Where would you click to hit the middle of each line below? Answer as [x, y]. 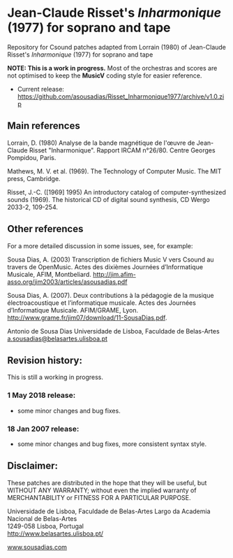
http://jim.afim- [114, 274]
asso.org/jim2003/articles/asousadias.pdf [67, 282]
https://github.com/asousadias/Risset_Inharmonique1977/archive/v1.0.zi [121, 96]
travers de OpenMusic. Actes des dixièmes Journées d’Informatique [105, 266]
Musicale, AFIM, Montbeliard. [50, 274]
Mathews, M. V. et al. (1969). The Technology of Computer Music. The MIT [114, 171]
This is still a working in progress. [55, 377]
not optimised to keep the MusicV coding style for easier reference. [105, 76]
